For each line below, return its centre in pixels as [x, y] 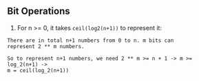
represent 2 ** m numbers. [46, 46]
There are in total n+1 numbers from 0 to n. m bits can [91, 40]
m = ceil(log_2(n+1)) [38, 70]
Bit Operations [39, 11]
